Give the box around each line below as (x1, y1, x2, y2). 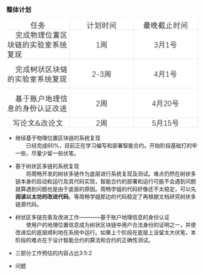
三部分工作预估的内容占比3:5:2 (15, 249, 92, 257)
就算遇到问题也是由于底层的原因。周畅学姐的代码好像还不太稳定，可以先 (15, 185, 196, 193)
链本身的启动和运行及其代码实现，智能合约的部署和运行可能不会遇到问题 (15, 177, 196, 185)
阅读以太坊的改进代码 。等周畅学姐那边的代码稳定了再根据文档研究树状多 (15, 193, 196, 200)
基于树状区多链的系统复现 (15, 162, 80, 170)
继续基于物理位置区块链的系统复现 (15, 134, 101, 141)
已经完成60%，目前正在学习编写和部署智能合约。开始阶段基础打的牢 (25, 141, 198, 149)
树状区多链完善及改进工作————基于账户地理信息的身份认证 (15, 213, 170, 221)
